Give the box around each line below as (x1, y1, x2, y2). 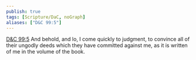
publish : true (6, 8, 41, 15)
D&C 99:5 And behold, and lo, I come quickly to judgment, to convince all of (6, 36, 190, 43)
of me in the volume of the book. (6, 48, 85, 55)
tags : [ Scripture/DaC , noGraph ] (6, 14, 85, 20)
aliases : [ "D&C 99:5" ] (6, 19, 62, 25)
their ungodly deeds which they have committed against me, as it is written (6, 42, 188, 49)
